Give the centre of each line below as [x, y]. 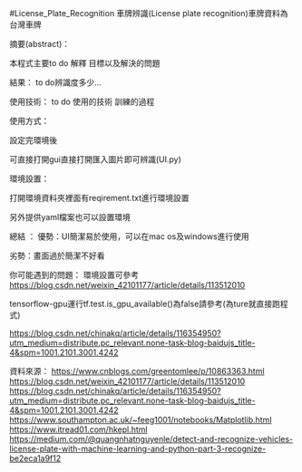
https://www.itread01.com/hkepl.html [78, 429]
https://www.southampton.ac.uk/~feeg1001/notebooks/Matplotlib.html [141, 420]
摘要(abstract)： [40, 44]
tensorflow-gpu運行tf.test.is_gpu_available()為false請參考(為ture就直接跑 [145, 303]
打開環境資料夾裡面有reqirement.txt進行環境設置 [99, 198]
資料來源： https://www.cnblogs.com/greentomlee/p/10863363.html [137, 371]
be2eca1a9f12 [35, 458]
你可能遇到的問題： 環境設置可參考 [74, 275]
